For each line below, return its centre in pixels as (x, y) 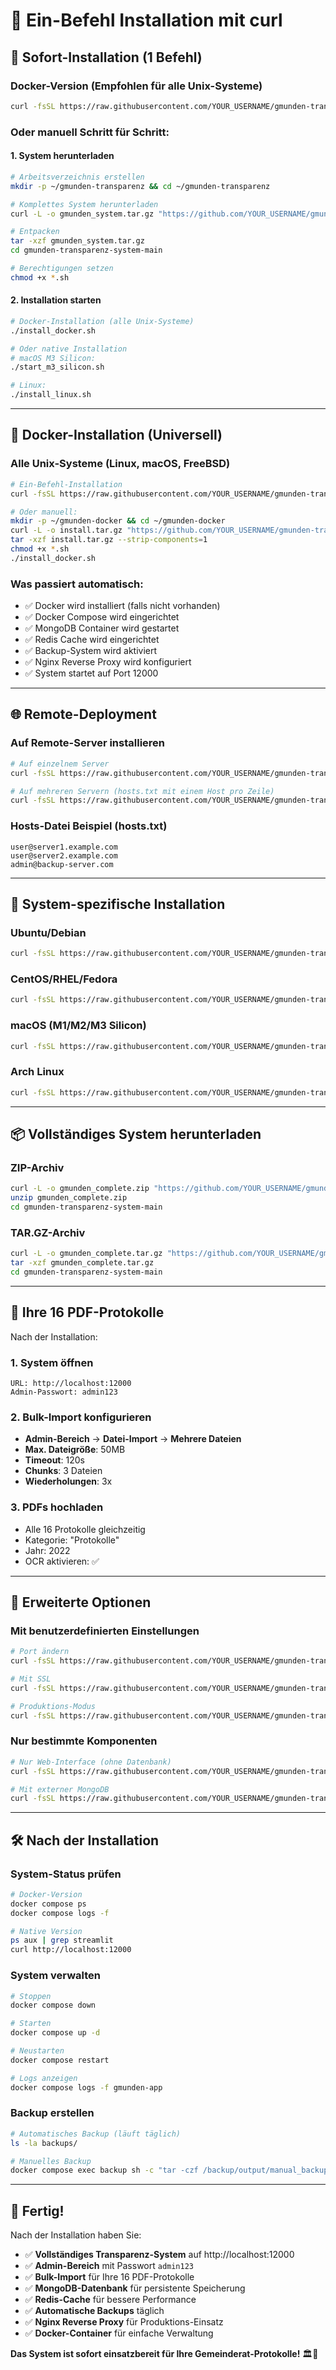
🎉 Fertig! (37, 2210)
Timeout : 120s (54, 1460)
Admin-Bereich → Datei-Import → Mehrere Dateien (133, 1439)
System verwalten (55, 1976)
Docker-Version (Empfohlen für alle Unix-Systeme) (136, 86)
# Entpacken (35, 232)
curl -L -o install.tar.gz (66, 530)
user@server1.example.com (64, 847)
